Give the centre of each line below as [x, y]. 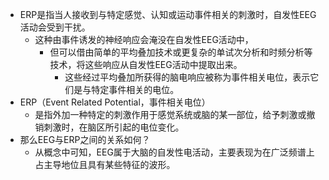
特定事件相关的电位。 [135, 89]
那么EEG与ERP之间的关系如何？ [85, 139]
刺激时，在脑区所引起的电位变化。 [114, 127]
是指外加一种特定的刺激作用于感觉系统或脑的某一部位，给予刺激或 [170, 114]
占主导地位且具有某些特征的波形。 [105, 164]
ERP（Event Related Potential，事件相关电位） [115, 102]
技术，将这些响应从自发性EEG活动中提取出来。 [146, 64]
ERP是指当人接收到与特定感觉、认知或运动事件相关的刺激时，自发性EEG [168, 14]
